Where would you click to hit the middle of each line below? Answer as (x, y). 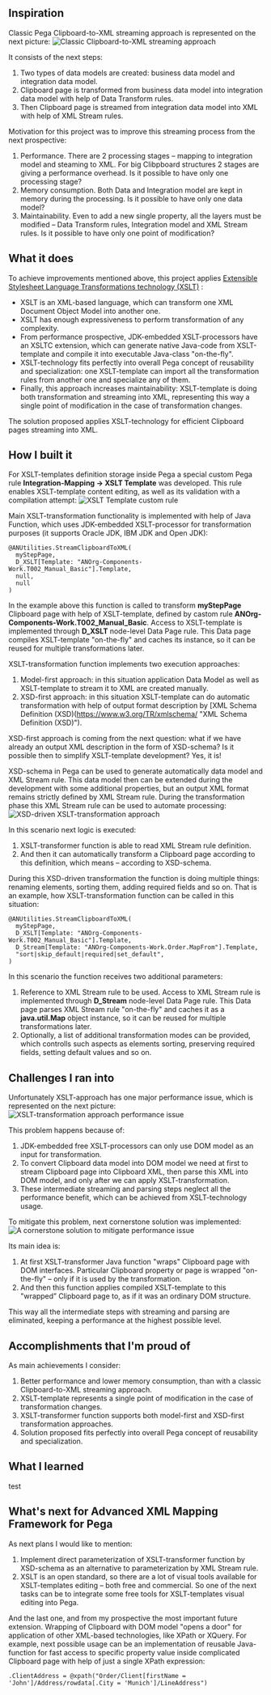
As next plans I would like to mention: (70, 1544)
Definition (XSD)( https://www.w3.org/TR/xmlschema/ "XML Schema (133, 714)
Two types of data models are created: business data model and (127, 73)
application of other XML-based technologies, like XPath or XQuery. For (128, 1635)
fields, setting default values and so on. (86, 1053)
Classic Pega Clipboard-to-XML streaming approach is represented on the (132, 32)
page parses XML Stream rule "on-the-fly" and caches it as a (122, 1010)
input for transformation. (61, 1155)
